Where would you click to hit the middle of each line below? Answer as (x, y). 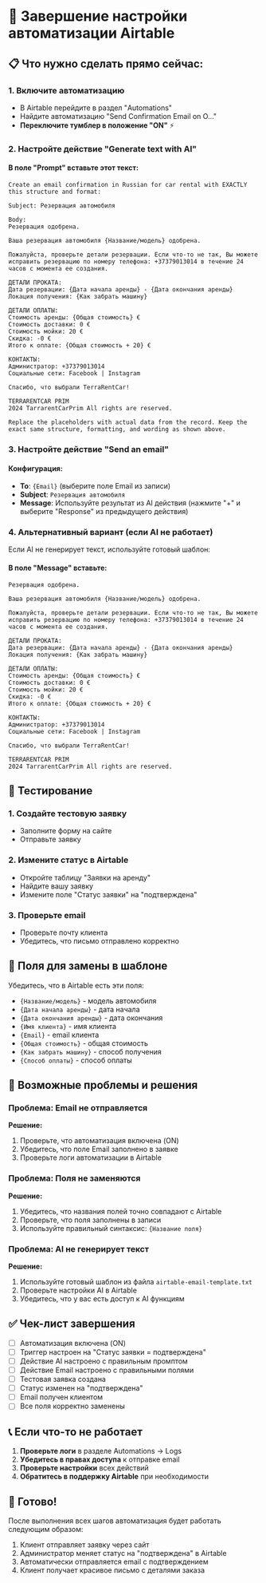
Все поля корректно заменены (72, 1406)
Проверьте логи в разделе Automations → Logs (100, 1451)
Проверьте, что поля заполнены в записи (90, 1220)
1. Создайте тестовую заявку (68, 813)
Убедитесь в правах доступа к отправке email (100, 1459)
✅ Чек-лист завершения (72, 1324)
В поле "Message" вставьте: (58, 568)
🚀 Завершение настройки (98, 16)
